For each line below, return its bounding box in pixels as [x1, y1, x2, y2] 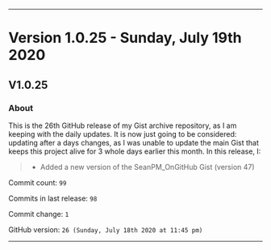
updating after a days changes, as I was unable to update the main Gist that [8, 138, 260, 147]
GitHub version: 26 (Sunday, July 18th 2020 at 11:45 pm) [8, 224, 203, 235]
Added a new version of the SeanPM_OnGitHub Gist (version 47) [40, 162, 256, 172]
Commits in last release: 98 [8, 193, 98, 203]
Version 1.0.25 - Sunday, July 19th [8, 29, 242, 47]
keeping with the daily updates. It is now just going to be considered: [8, 129, 237, 138]
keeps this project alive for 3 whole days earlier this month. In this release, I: [8, 146, 261, 156]
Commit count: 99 [8, 177, 67, 187]
